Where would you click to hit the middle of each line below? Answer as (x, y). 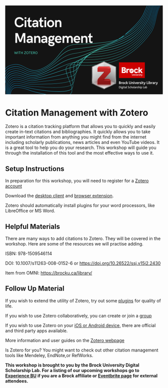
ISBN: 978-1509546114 (29, 253)
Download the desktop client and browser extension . (59, 196)
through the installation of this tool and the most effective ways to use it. (79, 153)
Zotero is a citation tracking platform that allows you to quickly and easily (80, 126)
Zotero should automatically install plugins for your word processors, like (80, 205)
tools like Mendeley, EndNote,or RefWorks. (49, 355)
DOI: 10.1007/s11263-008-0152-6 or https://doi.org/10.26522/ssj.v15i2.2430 (83, 263)
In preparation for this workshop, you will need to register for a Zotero (77, 181)
